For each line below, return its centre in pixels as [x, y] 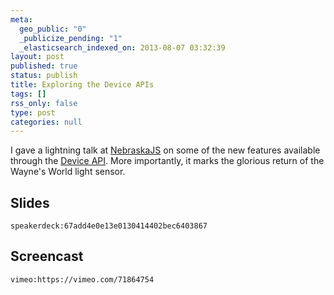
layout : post [37, 57]
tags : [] [28, 94]
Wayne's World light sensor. [68, 172]
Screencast [47, 256]
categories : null [46, 122]
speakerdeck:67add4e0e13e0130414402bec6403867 [109, 226]
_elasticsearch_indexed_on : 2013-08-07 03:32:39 [122, 47]
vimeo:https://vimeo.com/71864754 [82, 279]
